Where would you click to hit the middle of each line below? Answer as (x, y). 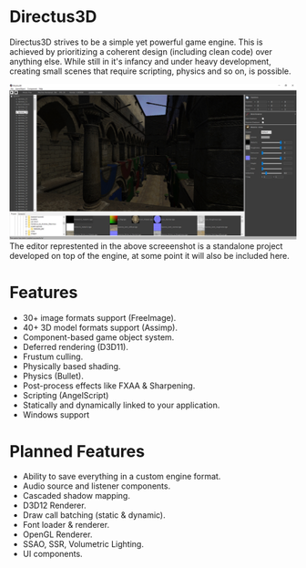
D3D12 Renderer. (54, 506)
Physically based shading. (71, 366)
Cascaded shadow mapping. (76, 496)
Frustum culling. (53, 356)
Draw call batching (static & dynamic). (94, 515)
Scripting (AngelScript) (66, 395)
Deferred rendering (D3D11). (76, 346)
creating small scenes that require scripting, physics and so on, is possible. (150, 71)
